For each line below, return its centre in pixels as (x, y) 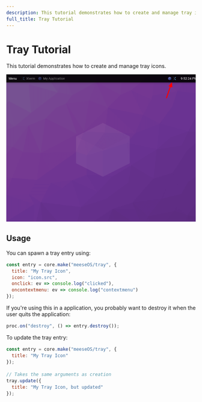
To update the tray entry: (37, 337)
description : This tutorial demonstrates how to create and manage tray (99, 13)
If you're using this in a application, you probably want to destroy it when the (101, 308)
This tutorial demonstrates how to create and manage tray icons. (86, 66)
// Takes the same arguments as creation (59, 375)
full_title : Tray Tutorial (40, 19)
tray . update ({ (24, 381)
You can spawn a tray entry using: (49, 253)
